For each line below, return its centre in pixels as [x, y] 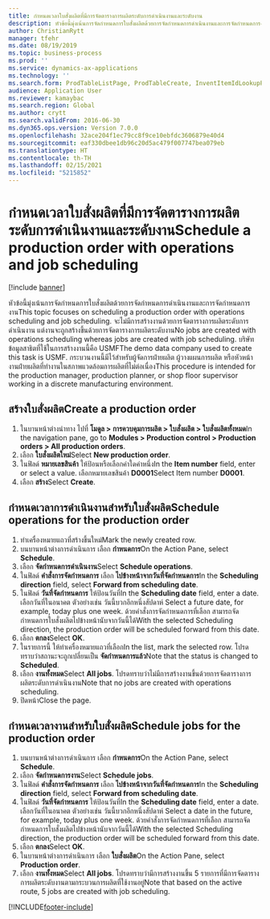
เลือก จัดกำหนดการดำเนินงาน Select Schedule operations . [106, 566]
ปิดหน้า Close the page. [55, 700]
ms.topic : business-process [55, 53]
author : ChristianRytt [46, 31]
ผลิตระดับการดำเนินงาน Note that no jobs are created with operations [125, 682]
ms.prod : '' [28, 61]
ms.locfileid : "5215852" [50, 173]
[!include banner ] [37, 287]
